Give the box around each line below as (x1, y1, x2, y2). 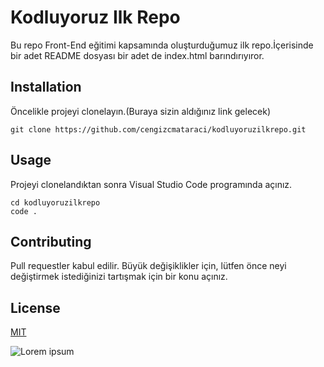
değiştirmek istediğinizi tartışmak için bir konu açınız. (10, 271, 228, 283)
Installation (10, 79, 82, 96)
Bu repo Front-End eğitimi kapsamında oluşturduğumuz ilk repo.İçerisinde (10, 39, 314, 51)
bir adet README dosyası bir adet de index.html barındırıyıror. (10, 49, 265, 61)
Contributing (10, 233, 92, 250)
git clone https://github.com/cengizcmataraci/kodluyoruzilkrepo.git (10, 124, 307, 135)
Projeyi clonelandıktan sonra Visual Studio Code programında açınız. (10, 178, 293, 190)
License (10, 299, 61, 316)
